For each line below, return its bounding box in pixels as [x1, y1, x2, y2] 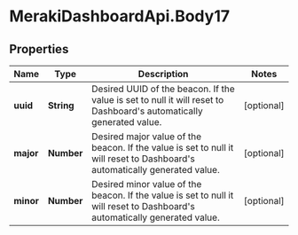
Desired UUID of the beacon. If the [91, 82, 235, 95]
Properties [9, 42, 69, 57]
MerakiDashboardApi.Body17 [9, 6, 231, 27]
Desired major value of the [91, 130, 202, 143]
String [47, 99, 74, 112]
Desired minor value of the [91, 178, 202, 190]
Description [137, 68, 189, 80]
